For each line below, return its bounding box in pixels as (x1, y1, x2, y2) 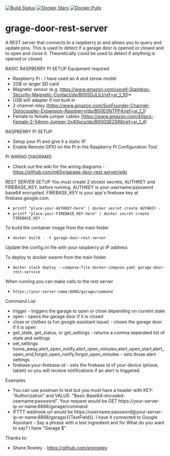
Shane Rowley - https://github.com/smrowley (12, 444, 108, 450)
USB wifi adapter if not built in (12, 97, 76, 103)
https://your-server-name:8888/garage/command (12, 289, 113, 294)
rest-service (12, 269, 41, 274)
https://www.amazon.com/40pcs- (82, 113, 154, 119)
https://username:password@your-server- (74, 409, 163, 415)
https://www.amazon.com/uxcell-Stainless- (59, 86, 151, 92)
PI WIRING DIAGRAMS (5, 153, 52, 160)
